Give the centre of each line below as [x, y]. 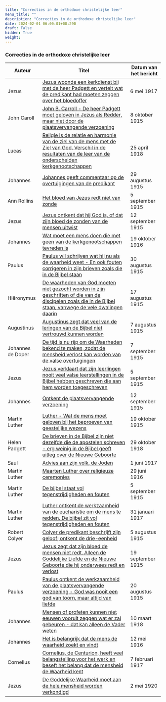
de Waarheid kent [63, 672]
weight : [13, 38]
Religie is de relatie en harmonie [79, 135]
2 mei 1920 [144, 686]
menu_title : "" [21, 14]
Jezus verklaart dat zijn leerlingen [82, 369]
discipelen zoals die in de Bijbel [79, 301]
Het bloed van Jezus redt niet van [82, 198]
